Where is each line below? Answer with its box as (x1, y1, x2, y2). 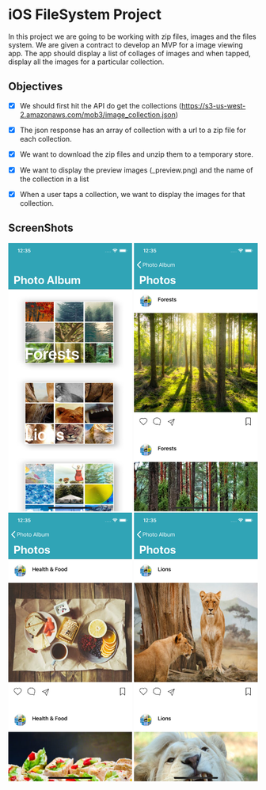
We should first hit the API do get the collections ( (19, 101, 182, 110)
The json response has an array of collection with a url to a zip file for (19, 125, 247, 135)
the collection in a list (19, 174, 89, 184)
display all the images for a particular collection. (8, 57, 165, 66)
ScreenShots (8, 222, 74, 235)
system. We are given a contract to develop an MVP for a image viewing (8, 40, 244, 49)
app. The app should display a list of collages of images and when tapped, (8, 48, 251, 58)
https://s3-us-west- (180, 101, 246, 110)
